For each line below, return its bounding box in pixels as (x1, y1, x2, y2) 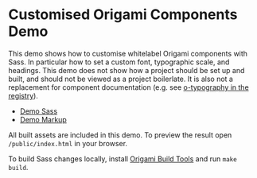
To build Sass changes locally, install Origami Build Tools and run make (8, 153, 237, 164)
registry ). (8, 91, 38, 100)
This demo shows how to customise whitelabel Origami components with (8, 48, 248, 58)
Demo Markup (19, 114, 68, 124)
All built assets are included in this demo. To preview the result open (8, 130, 232, 140)
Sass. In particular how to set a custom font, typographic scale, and (8, 57, 230, 67)
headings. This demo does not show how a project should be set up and (8, 65, 245, 75)
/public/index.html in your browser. (8, 138, 128, 148)
